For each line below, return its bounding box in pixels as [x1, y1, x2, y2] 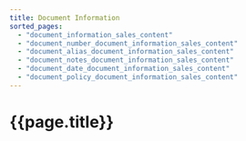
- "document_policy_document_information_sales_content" [17, 73, 239, 82]
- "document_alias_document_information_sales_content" [17, 47, 234, 56]
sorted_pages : [9, 22, 64, 31]
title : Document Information [9, 13, 120, 23]
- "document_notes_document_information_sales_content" [17, 55, 234, 65]
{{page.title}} [9, 111, 114, 132]
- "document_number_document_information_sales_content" [17, 38, 239, 48]
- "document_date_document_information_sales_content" [17, 65, 231, 74]
